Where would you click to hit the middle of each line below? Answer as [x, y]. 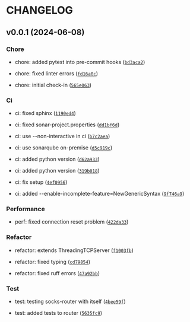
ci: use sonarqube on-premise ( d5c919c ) [64, 148]
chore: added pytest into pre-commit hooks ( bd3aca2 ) [80, 62]
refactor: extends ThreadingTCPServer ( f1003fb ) [74, 250]
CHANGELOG [39, 10]
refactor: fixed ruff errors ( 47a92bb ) [57, 273]
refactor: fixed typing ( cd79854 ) [53, 262]
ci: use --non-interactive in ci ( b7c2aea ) [62, 136]
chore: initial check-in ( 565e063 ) [53, 85]
